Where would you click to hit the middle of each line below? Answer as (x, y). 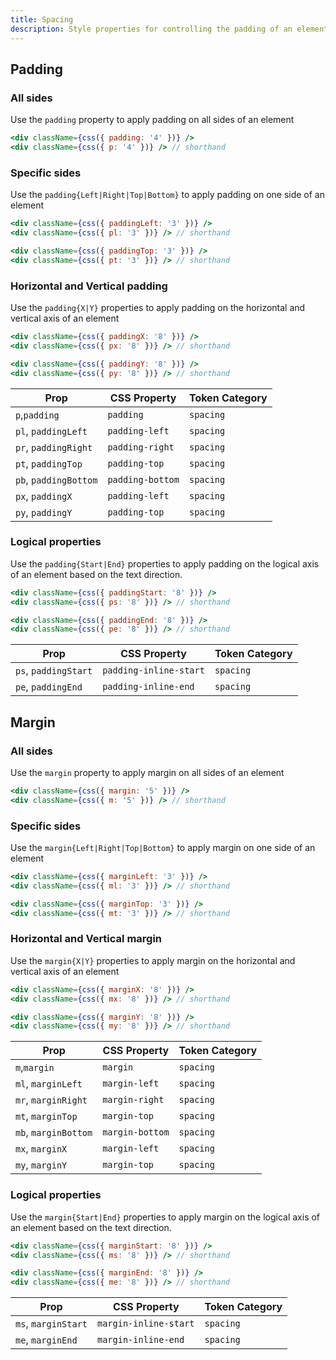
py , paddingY (44, 512)
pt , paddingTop (49, 463)
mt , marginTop (46, 1116)
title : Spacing (42, 19)
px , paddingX (44, 496)
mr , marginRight (51, 1100)
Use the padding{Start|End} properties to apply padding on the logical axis (165, 563)
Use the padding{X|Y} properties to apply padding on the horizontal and (158, 308)
